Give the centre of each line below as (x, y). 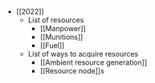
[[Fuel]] (52, 45)
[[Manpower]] (63, 28)
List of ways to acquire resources (83, 54)
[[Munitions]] (61, 37)
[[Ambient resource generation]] (94, 62)
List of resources (56, 20)
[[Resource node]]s (72, 71)
